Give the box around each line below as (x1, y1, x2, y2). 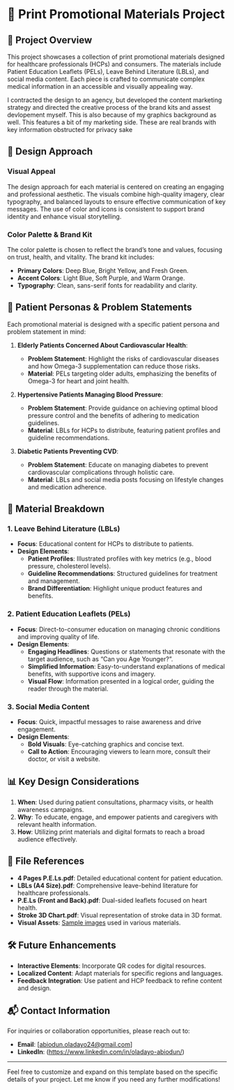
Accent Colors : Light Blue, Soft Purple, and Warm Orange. (17, 274, 185, 282)
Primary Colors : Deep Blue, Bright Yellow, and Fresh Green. (17, 266, 189, 274)
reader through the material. (27, 684, 109, 693)
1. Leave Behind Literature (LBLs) (7, 524, 120, 533)
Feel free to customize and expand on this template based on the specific (7, 1068, 218, 1076)
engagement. (17, 726, 56, 734)
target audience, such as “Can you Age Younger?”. (27, 654, 173, 663)
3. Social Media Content (7, 702, 90, 712)
